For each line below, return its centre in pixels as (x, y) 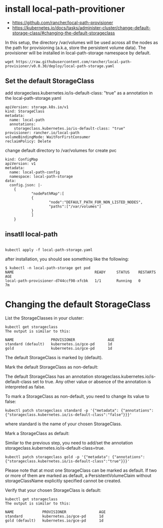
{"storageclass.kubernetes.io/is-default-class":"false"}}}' (69, 414)
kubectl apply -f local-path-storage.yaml (49, 250)
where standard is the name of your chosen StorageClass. (63, 424)
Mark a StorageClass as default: (37, 433)
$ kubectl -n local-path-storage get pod (48, 268)
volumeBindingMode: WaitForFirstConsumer (48, 137)
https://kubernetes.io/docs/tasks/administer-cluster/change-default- (81, 27)
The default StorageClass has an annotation (49, 376)
